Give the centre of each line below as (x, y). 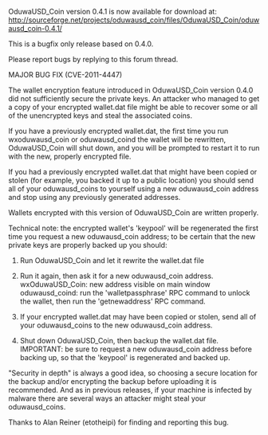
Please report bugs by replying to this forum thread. (93, 59)
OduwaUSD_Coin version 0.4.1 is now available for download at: (112, 12)
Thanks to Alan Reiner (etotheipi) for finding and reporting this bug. (118, 422)
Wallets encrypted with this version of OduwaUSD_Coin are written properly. (134, 213)
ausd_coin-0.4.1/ (35, 28)
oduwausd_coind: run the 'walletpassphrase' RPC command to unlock (135, 293)
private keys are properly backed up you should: (88, 245)
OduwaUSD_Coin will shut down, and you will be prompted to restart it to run (134, 148)
